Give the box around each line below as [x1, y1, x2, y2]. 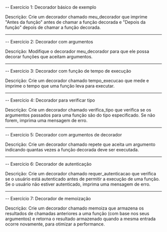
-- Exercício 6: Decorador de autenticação [5, 161, 92, 167]
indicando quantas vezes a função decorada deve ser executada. [5, 147, 139, 152]
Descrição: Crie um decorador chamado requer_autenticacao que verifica [5, 171, 157, 176]
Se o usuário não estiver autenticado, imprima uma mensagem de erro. [5, 181, 151, 187]
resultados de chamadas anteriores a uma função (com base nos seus [5, 211, 150, 216]
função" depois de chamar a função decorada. [5, 24, 101, 30]
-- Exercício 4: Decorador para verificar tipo [5, 97, 95, 103]
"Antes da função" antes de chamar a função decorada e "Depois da [5, 19, 146, 25]
